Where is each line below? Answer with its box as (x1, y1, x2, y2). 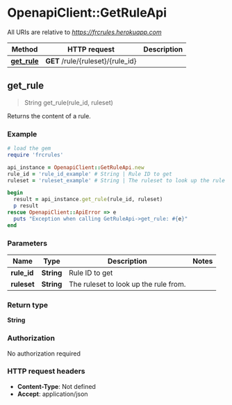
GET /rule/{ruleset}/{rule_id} (45, 56, 137, 65)
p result (13, 202, 39, 209)
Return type (7, 300, 49, 310)
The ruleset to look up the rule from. (69, 279, 186, 289)
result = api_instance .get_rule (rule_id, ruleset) (13, 196, 163, 203)
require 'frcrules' (7, 151, 64, 158)
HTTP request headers (7, 367, 85, 376)
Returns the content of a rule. (7, 111, 92, 120)
